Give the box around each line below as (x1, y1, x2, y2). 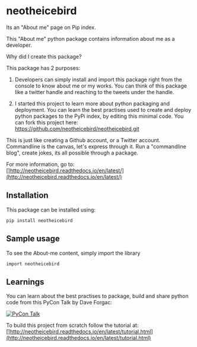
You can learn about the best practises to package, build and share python (6, 293, 189, 300)
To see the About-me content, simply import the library (6, 249, 141, 256)
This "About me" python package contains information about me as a (6, 35, 175, 42)
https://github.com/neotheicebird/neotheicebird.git (14, 125, 139, 132)
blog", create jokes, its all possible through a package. (6, 149, 138, 156)
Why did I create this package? (6, 53, 82, 60)
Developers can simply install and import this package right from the (14, 76, 182, 83)
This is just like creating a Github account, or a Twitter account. (6, 136, 161, 143)
